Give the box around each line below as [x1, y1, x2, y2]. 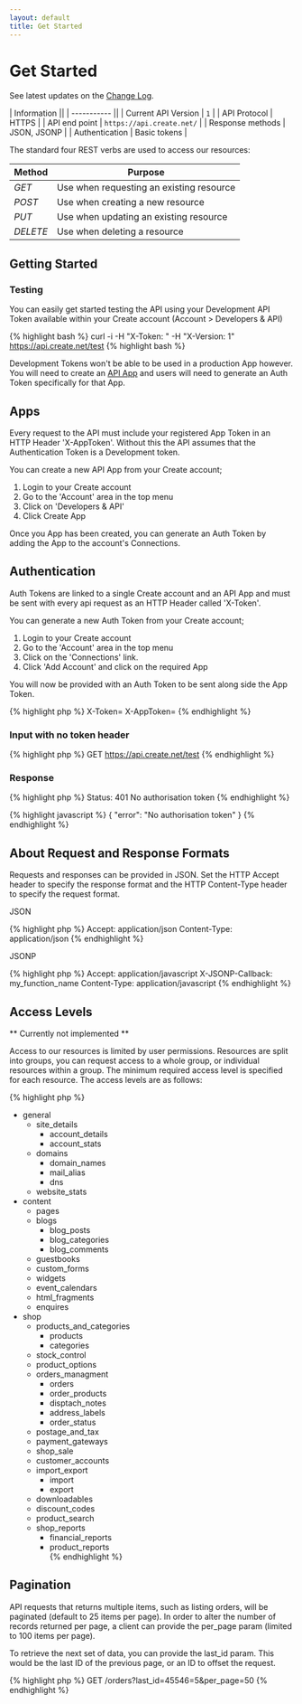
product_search [35, 1512, 95, 1523]
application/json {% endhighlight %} [9, 933, 144, 945]
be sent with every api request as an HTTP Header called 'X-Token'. [9, 598, 261, 608]
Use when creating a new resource [57, 196, 205, 209]
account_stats [49, 1138, 102, 1149]
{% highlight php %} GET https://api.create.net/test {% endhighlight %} [9, 749, 275, 760]
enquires [35, 1301, 69, 1312]
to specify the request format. [9, 889, 120, 899]
